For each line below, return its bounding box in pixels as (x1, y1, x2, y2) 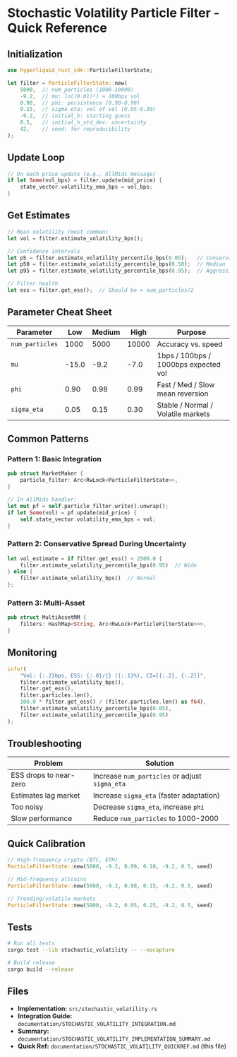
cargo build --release (7, 966, 74, 973)
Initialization (7, 48, 63, 60)
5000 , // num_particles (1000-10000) (20, 86, 134, 93)
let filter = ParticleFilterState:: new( (7, 79, 128, 86)
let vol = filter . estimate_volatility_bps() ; (7, 235, 143, 242)
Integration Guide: (17, 1012, 73, 1020)
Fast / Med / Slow (157, 379, 215, 389)
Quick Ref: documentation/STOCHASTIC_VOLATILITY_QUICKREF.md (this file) (17, 1041, 227, 1050)
